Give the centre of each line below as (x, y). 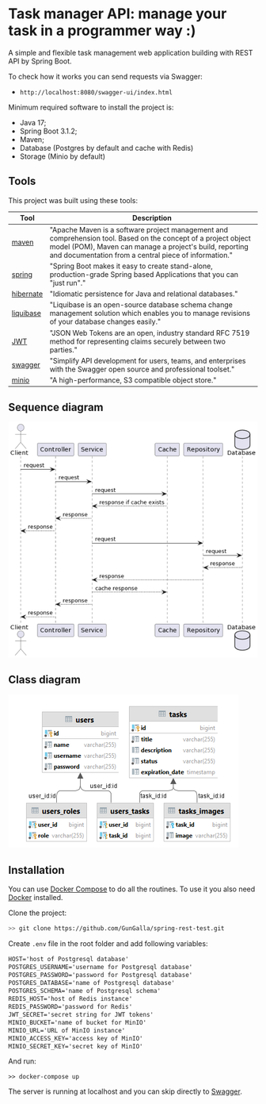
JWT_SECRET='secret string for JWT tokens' (81, 1015)
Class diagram (44, 680)
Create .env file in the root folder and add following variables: (108, 944)
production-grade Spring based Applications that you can (144, 274)
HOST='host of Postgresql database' (68, 960)
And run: (23, 1061)
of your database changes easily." (105, 321)
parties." (63, 349)
